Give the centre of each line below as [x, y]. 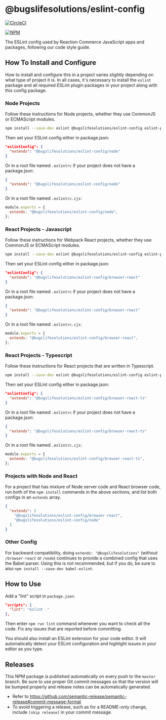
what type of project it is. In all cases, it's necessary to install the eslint [78, 80]
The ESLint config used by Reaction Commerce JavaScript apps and [75, 42]
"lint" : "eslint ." [30, 610]
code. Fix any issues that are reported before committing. [63, 629]
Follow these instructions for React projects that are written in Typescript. [80, 366]
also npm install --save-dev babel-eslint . [49, 568]
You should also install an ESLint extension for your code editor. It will [76, 638]
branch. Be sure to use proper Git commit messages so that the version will [82, 681]
